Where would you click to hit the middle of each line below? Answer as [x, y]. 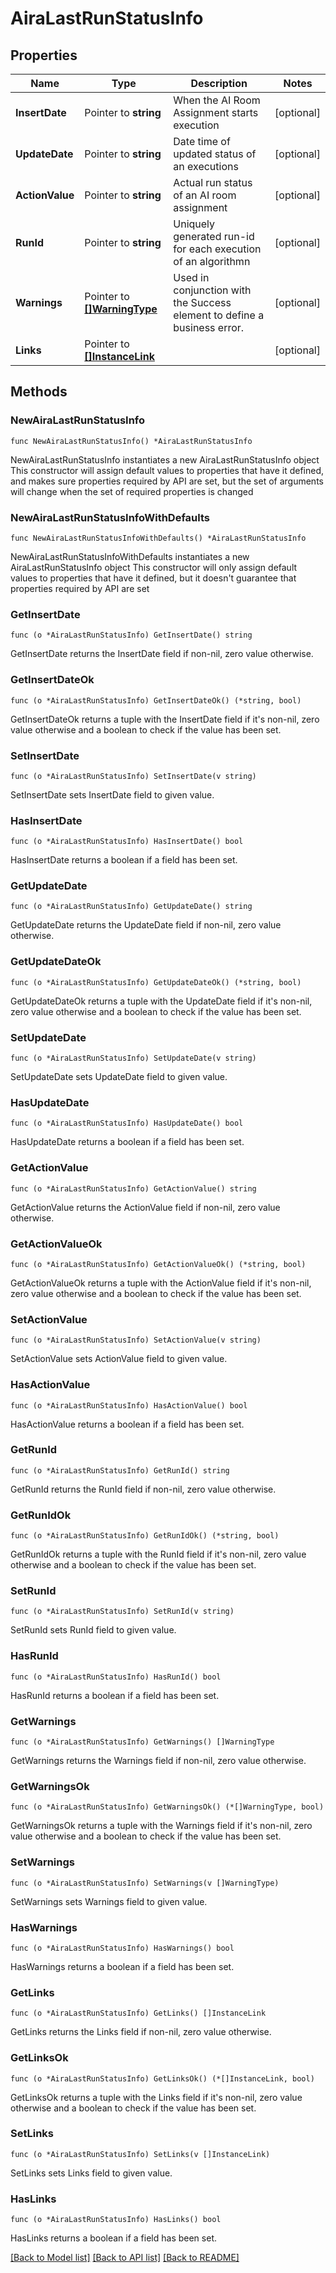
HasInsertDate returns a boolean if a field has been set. [124, 860]
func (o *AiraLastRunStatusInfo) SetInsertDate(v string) [133, 776]
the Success [202, 302]
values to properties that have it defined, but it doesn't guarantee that [153, 578]
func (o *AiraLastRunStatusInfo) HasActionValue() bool [129, 1405]
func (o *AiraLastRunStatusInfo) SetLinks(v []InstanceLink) [140, 2154]
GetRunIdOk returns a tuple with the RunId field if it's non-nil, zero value [158, 1554]
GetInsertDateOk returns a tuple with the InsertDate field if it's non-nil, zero [165, 719]
